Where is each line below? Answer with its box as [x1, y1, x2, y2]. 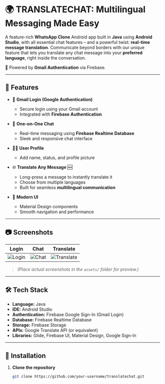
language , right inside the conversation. [5, 55, 86, 61]
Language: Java [12, 301, 46, 307]
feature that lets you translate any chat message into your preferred [5, 50, 143, 56]
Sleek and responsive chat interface [19, 135, 93, 141]
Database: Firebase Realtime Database [12, 317, 92, 323]
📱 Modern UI [12, 194, 38, 200]
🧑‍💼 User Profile [12, 145, 44, 151]
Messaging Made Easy [5, 18, 100, 29]
